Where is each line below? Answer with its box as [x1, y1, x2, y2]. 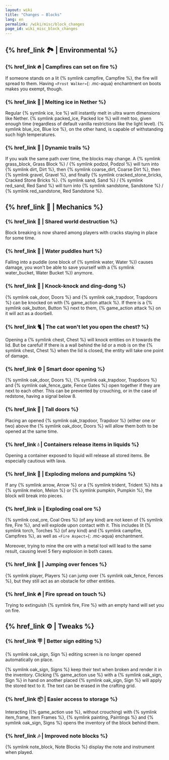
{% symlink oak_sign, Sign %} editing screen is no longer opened [5, 651, 141, 657]
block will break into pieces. [5, 493, 64, 499]
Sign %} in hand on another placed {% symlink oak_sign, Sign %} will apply [5, 677, 162, 683]
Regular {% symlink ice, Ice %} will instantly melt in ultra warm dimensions [5, 110, 160, 116]
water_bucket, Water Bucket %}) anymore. [5, 270, 94, 276]
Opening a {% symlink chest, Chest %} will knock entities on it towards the [5, 336, 160, 342]
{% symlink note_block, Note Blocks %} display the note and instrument [5, 744, 155, 750]
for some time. [5, 235, 35, 241]
